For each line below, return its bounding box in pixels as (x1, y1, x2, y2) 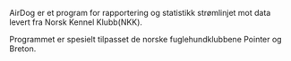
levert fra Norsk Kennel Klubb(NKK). (9, 17, 143, 27)
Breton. (9, 43, 37, 54)
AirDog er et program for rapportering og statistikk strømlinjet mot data (9, 8, 271, 18)
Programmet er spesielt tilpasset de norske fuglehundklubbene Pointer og (9, 34, 282, 44)
